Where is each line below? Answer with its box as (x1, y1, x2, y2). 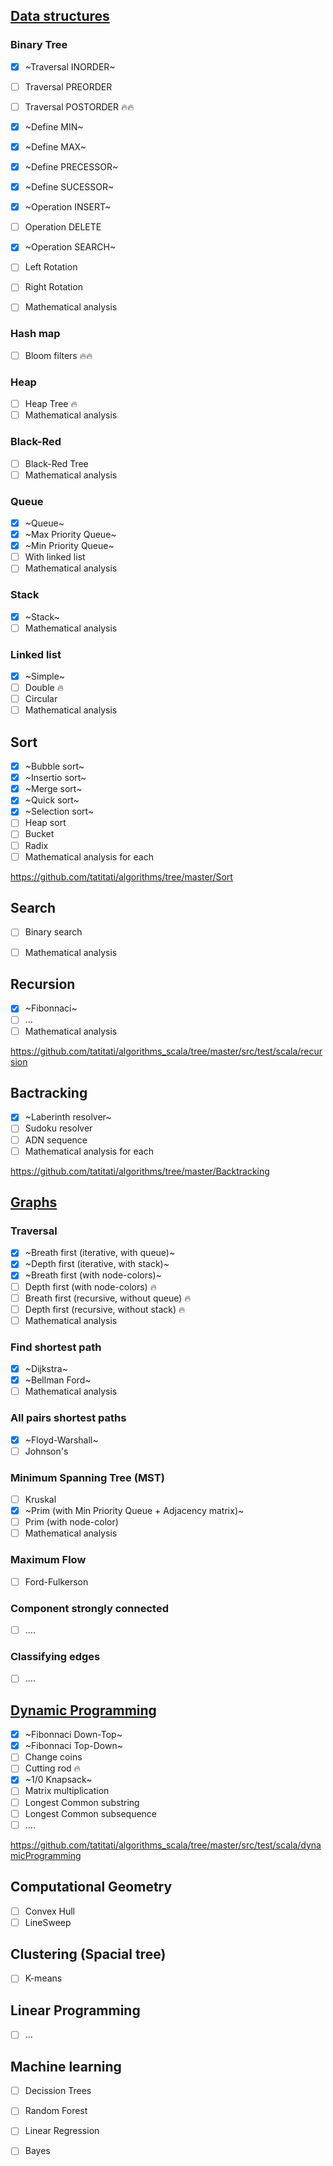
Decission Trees (24, 2085, 92, 2097)
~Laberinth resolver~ (24, 1111, 112, 1123)
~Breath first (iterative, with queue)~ (24, 1247, 176, 1259)
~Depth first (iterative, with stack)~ (24, 1258, 170, 1270)
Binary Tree (10, 38, 68, 52)
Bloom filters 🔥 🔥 (24, 349, 93, 361)
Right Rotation (24, 281, 83, 293)
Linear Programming (10, 2002, 141, 2019)
